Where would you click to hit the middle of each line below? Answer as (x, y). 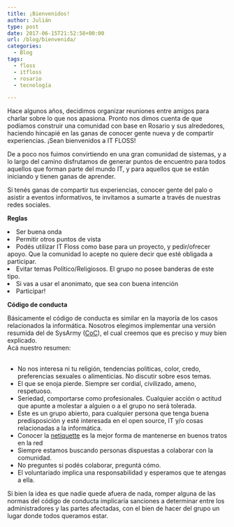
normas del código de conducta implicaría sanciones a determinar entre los (116, 501)
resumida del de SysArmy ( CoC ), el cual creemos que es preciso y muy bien (117, 333)
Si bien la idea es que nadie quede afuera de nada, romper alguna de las (112, 493)
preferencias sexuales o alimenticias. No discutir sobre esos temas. (114, 376)
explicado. (22, 341)
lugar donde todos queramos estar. (58, 516)
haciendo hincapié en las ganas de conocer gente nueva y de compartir (111, 133)
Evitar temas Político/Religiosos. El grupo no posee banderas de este (115, 269)
